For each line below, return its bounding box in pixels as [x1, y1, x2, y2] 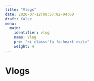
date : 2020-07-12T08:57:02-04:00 [5, 12, 74, 17]
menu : [5, 21, 16, 26]
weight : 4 [14, 44, 35, 49]
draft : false [5, 16, 32, 21]
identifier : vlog [14, 30, 50, 35]
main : [9, 26, 21, 31]
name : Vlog [14, 35, 37, 40]
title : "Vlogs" [5, 7, 37, 12]
